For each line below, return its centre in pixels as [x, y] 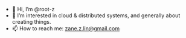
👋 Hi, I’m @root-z [33, 9]
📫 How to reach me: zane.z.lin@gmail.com [66, 28]
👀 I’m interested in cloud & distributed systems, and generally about [96, 15]
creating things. [31, 22]
